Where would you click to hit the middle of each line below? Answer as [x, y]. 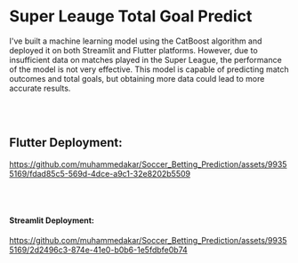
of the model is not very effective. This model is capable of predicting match [149, 69]
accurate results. [40, 88]
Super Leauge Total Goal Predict [131, 16]
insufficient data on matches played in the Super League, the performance [145, 60]
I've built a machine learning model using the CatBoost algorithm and [136, 41]
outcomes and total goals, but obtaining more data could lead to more [137, 78]
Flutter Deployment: [66, 143]
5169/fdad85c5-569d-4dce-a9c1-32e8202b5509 [100, 173]
